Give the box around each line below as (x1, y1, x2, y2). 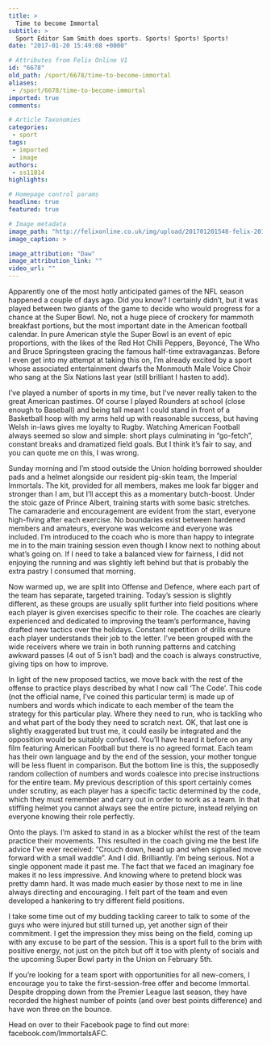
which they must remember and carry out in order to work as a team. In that (8, 795, 261, 804)
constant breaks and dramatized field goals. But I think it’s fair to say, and (8, 439, 252, 448)
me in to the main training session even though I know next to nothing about (8, 541, 261, 550)
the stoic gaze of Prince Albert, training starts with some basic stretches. (8, 498, 251, 507)
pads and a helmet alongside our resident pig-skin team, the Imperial (8, 473, 238, 481)
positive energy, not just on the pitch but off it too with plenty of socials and (8, 946, 260, 955)
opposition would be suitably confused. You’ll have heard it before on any (8, 735, 252, 744)
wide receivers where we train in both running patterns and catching (8, 642, 236, 652)
